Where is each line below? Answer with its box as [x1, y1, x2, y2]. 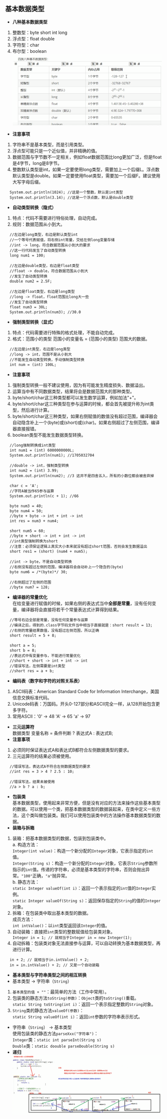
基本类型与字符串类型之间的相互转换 [12, 972, 87, 978]
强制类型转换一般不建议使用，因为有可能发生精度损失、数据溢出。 [12, 382, 148, 388]
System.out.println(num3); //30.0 [9, 310, 81, 315]
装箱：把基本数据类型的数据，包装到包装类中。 [12, 836, 108, 842]
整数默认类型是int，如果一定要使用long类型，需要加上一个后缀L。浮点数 [12, 166, 160, 173]
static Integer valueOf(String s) [12, 898, 84, 904]
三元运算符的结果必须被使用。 [12, 753, 74, 759]
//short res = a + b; [9, 669, 55, 674]
